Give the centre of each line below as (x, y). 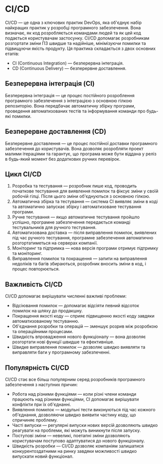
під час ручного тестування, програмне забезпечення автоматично (82, 238)
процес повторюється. (36, 269)
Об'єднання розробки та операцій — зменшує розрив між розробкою (85, 326)
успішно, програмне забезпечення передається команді (71, 222)
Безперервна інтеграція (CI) (50, 84)
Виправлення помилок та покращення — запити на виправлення (80, 259)
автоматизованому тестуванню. (45, 321)
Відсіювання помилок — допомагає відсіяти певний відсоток (76, 306)
